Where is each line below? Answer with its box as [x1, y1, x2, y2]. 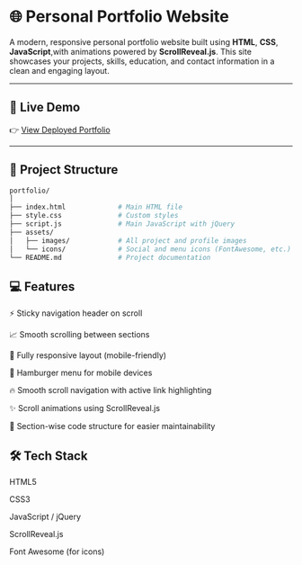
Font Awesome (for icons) [9, 546, 105, 557]
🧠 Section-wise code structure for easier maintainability [9, 421, 216, 432]
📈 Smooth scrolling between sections [9, 329, 150, 340]
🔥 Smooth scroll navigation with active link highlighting [9, 385, 212, 396]
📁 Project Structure [9, 162, 119, 177]
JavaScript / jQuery [9, 511, 82, 523]
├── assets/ [9, 228, 54, 237]
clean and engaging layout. [9, 65, 110, 76]
